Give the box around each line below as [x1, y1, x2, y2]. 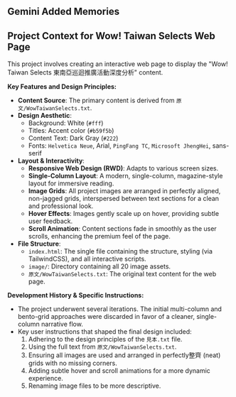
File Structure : [17, 239, 61, 248]
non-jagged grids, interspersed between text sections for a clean [28, 195, 219, 203]
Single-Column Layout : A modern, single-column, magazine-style [28, 172, 223, 180]
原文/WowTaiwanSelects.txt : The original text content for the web [28, 270, 217, 278]
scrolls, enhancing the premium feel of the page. [28, 232, 171, 241]
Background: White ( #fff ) [28, 119, 104, 127]
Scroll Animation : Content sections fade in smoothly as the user [28, 224, 217, 233]
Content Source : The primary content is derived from [17, 96, 175, 105]
